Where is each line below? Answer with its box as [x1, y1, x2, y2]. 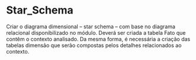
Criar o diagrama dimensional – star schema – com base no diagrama [6, 23, 176, 30]
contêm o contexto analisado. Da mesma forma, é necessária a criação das [6, 35, 191, 42]
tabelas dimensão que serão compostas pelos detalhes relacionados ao [6, 42, 182, 49]
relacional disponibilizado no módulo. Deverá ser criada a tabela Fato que [6, 29, 186, 36]
